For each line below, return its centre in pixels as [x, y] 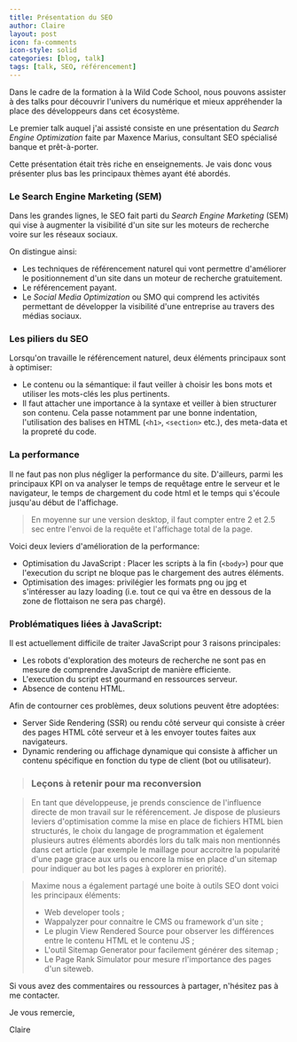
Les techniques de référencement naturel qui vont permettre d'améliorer [154, 269]
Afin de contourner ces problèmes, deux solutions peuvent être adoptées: [144, 706]
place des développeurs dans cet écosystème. [94, 111]
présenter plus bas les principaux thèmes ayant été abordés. [120, 173]
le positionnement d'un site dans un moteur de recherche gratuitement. [152, 278]
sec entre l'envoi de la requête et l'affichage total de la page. [142, 529]
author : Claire [37, 26]
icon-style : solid [43, 51]
